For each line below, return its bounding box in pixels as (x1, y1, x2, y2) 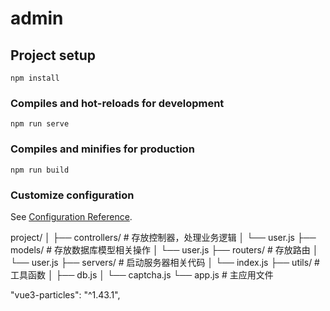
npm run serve (10, 119, 70, 129)
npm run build (10, 165, 70, 175)
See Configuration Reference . (10, 210, 133, 222)
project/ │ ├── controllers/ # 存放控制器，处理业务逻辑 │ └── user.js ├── (10, 231, 317, 243)
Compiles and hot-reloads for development (10, 96, 225, 110)
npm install (10, 73, 60, 83)
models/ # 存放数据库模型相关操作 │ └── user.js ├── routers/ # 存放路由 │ (10, 243, 319, 256)
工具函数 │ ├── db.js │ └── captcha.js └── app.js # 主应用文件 (10, 268, 274, 281)
